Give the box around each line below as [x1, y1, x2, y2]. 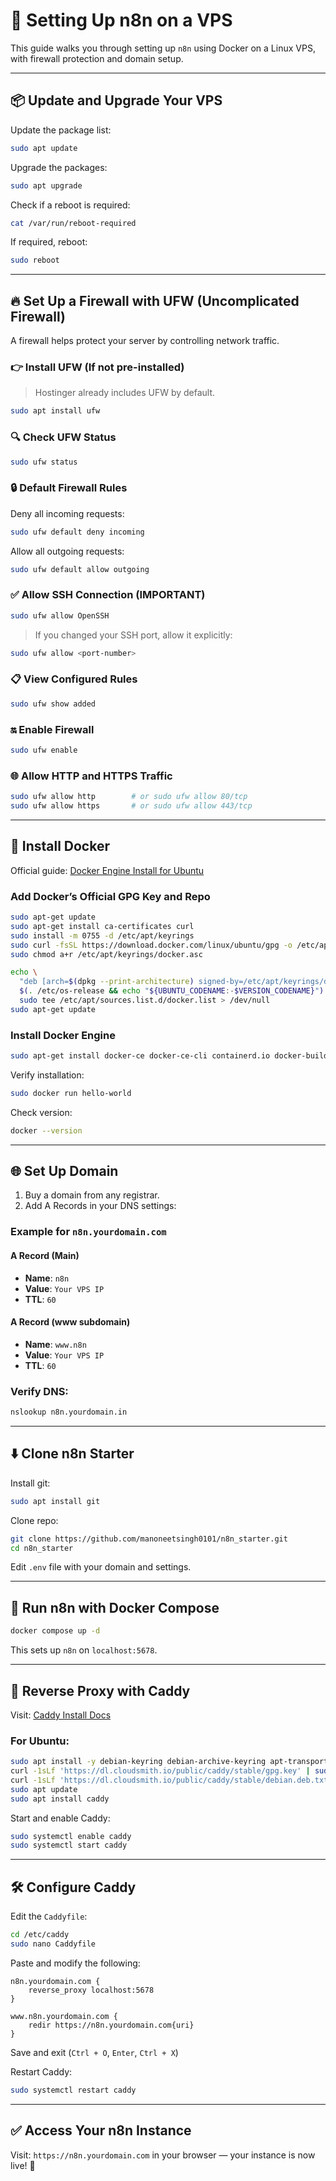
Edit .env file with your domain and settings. [10, 1561, 192, 1573]
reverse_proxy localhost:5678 [28, 1985, 155, 1995]
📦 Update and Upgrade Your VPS [10, 92, 223, 109]
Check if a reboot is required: [10, 199, 131, 211]
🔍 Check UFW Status [10, 430, 117, 444]
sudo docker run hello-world [10, 1088, 132, 1098]
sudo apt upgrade [10, 180, 83, 191]
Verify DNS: [10, 1384, 69, 1398]
